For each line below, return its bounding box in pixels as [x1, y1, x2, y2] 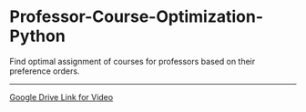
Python [9, 25, 66, 46]
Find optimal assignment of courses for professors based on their [9, 56, 256, 66]
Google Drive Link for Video [9, 91, 114, 102]
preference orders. [9, 66, 80, 76]
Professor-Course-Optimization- [9, 6, 264, 27]
